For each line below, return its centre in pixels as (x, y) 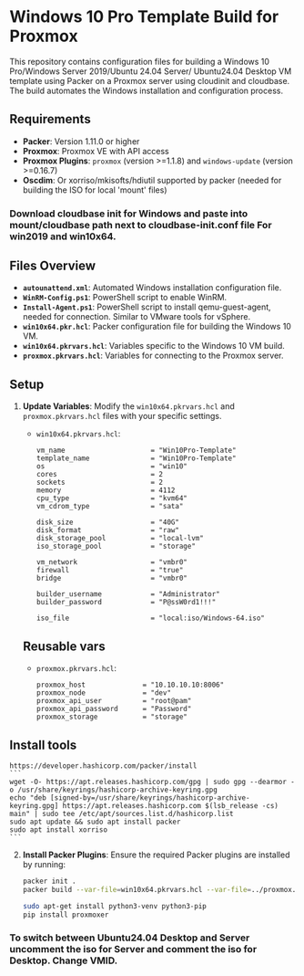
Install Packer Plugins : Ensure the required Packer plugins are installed (156, 855)
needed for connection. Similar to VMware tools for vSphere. (137, 317)
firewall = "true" (110, 571)
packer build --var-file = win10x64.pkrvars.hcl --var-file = (137, 889)
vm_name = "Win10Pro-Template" (136, 451)
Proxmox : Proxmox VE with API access (96, 151)
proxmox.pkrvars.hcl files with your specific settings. (122, 416)
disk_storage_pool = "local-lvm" (120, 539)
